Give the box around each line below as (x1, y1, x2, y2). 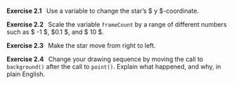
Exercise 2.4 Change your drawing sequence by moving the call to (6, 55, 204, 63)
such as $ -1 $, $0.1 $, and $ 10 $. (6, 28, 104, 36)
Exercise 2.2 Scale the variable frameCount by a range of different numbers (6, 20, 228, 28)
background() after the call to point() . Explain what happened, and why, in (6, 63, 221, 70)
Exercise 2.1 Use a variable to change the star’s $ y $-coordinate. (6, 7, 200, 15)
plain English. (6, 70, 46, 78)
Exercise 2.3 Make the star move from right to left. (6, 41, 156, 49)
